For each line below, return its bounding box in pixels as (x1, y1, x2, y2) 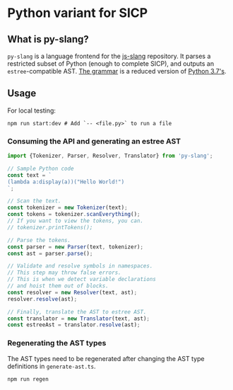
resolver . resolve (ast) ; (7, 295, 78, 302)
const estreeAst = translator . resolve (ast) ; (7, 321, 141, 328)
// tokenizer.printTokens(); (7, 224, 93, 231)
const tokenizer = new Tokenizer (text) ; (7, 204, 129, 212)
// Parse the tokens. (7, 236, 71, 243)
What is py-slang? (7, 33, 90, 45)
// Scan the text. (7, 197, 61, 205)
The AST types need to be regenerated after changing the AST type (7, 354, 205, 362)
